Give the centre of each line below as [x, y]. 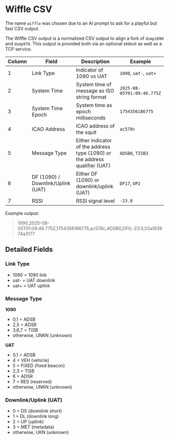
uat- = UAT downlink [34, 280]
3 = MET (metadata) [33, 427]
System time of [94, 84]
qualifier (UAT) [93, 166]
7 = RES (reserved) [32, 382]
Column [17, 61]
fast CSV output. [22, 28]
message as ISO [95, 91]
